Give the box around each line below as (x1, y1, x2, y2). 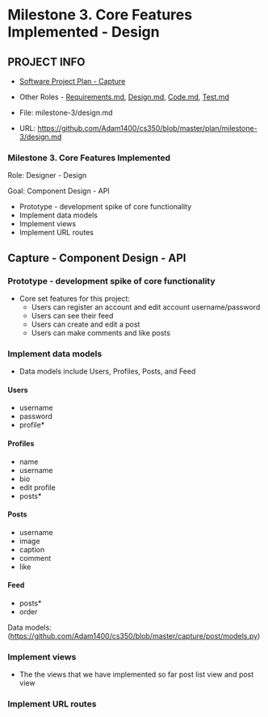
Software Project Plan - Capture (19, 77, 126, 86)
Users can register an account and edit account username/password (31, 302, 261, 312)
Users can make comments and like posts (31, 327, 171, 337)
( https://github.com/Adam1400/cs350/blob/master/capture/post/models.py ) (7, 631, 261, 641)
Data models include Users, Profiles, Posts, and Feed (19, 366, 196, 377)
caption (19, 544, 45, 555)
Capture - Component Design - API (7, 251, 186, 264)
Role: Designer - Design (7, 171, 87, 180)
